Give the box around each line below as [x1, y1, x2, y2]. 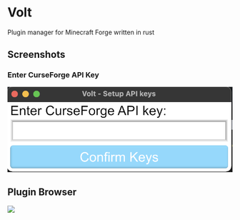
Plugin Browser [7, 186, 77, 199]
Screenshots [7, 49, 66, 61]
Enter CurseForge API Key [7, 70, 100, 80]
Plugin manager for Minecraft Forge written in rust [7, 28, 155, 36]
